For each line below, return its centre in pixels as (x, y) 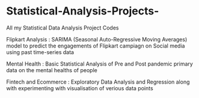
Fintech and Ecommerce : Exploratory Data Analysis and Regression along (98, 82)
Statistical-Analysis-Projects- (83, 11)
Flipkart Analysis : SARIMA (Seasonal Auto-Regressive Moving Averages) (97, 39)
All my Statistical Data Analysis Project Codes (63, 28)
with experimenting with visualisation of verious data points (80, 88)
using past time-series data (40, 52)
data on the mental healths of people (52, 70)
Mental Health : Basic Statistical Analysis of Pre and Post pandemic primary (100, 64)
